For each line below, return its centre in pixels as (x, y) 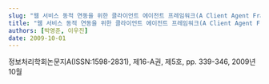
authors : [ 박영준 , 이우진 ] (48, 30)
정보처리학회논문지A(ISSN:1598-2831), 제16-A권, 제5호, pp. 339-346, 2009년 (132, 62)
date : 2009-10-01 (37, 38)
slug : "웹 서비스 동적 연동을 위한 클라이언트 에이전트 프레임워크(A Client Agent (129, 16)
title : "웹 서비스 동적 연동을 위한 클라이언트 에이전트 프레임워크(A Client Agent (131, 23)
